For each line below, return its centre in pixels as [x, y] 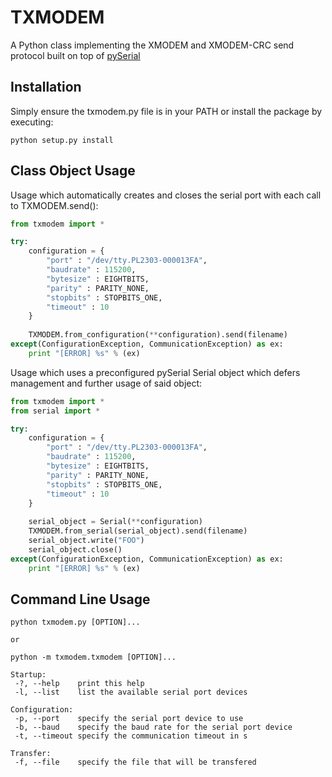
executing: [32, 122]
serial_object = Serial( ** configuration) [115, 522]
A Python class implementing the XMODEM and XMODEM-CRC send [152, 45]
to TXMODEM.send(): [54, 205]
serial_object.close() [75, 549]
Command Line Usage [80, 599]
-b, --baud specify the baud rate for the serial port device [153, 727]
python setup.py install [62, 140]
